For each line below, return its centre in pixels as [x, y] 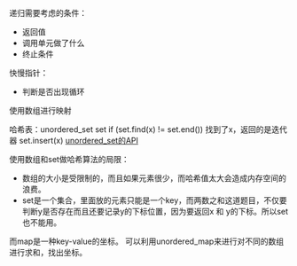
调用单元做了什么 [53, 43]
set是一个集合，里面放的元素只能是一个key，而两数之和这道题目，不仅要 [155, 200]
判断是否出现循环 [53, 92]
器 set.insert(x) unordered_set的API [74, 141]
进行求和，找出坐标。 [48, 252]
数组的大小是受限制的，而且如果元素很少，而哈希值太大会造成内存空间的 [154, 178]
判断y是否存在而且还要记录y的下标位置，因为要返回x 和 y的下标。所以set [155, 211]
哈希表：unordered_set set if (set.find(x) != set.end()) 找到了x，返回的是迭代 [148, 129]
